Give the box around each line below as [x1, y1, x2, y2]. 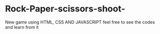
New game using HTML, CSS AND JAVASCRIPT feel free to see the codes [5, 19, 155, 25]
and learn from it [5, 24, 39, 30]
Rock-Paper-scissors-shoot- [5, 3, 126, 14]
